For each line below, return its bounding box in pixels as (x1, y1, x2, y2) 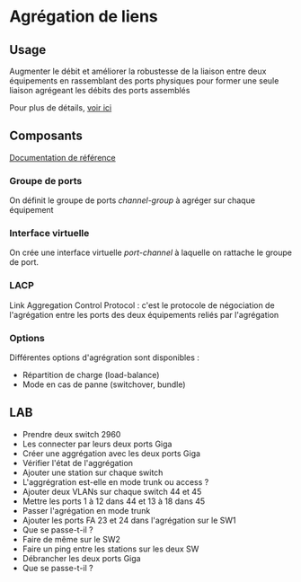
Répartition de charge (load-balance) (22, 370, 160, 380)
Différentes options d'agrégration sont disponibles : (9, 352, 200, 363)
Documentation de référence (9, 152, 116, 163)
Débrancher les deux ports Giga (22, 552, 141, 563)
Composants (9, 128, 84, 144)
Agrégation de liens (9, 6, 159, 27)
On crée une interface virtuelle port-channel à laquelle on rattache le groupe (9, 247, 292, 258)
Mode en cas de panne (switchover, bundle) (22, 379, 186, 390)
